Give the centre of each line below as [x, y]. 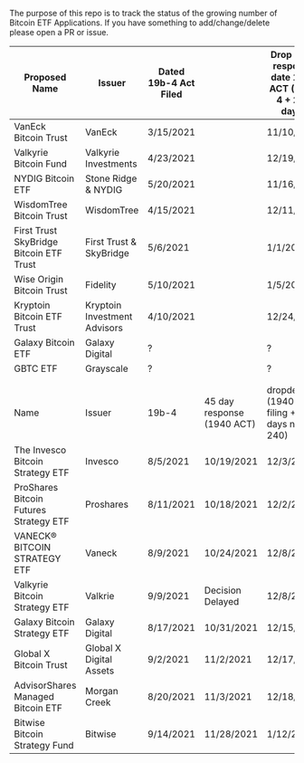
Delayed [222, 601]
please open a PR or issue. [59, 32]
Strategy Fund [44, 745]
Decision [223, 590]
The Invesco [40, 450]
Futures [30, 510]
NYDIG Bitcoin [44, 178]
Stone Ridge [111, 178]
